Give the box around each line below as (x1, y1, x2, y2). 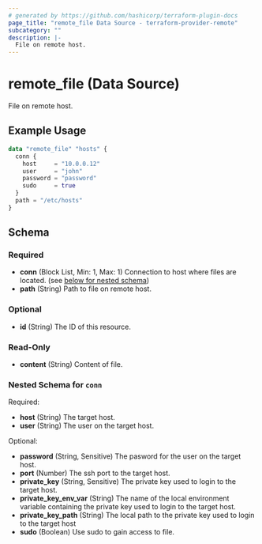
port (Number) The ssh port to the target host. (19, 468, 171, 478)
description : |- (8, 33, 62, 42)
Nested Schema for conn (8, 379, 103, 390)
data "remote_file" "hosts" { (8, 145, 108, 153)
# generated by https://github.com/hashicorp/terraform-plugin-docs (8, 11, 238, 20)
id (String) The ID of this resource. (19, 322, 132, 331)
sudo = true (22, 182, 77, 190)
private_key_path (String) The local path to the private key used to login (19, 511, 255, 520)
